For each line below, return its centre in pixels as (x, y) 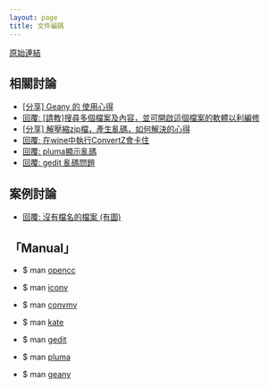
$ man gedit (44, 339)
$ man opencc (49, 270)
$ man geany (46, 374)
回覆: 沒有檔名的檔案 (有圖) (71, 217)
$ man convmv (50, 305)
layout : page (34, 17)
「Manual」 (42, 248)
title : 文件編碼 (37, 26)
